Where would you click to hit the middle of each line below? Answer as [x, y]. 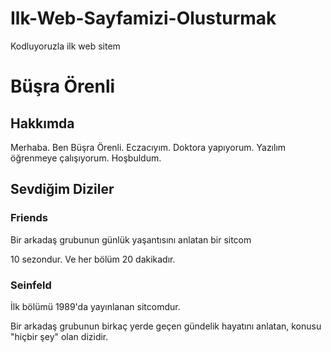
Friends [29, 218]
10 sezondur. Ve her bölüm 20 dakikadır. [93, 259]
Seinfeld [31, 285]
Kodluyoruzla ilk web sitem [65, 46]
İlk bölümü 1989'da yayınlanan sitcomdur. [95, 306]
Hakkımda [42, 123]
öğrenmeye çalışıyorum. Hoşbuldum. [86, 158]
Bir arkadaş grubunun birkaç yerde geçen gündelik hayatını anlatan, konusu [166, 326]
